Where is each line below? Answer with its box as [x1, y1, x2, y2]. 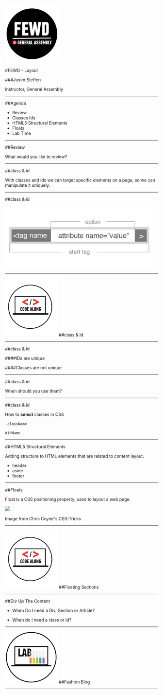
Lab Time [12, 130, 31, 136]
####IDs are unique [5, 356, 45, 361]
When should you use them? [5, 388, 62, 394]
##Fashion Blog [58, 679, 90, 685]
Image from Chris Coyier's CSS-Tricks [5, 516, 81, 522]
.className [5, 422, 27, 427]
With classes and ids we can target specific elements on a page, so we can [5, 177, 155, 183]
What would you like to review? [5, 154, 67, 160]
